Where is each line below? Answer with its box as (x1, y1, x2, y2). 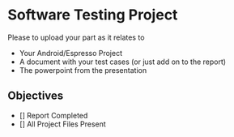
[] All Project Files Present (19, 119, 106, 129)
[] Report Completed (19, 110, 88, 120)
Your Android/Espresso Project (19, 48, 123, 58)
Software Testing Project (7, 6, 178, 24)
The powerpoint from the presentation (19, 65, 147, 75)
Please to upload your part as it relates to (7, 32, 145, 42)
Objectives (7, 89, 64, 103)
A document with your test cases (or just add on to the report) (19, 57, 227, 66)
